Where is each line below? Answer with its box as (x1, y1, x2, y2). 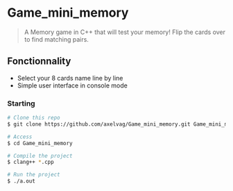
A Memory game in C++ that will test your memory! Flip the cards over (24, 28, 226, 36)
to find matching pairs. (24, 35, 89, 43)
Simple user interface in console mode (17, 81, 128, 90)
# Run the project (7, 172, 60, 178)
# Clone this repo (7, 115, 60, 122)
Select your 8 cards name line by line (17, 74, 123, 82)
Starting (7, 99, 36, 108)
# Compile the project (7, 152, 73, 159)
